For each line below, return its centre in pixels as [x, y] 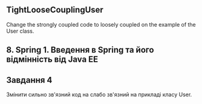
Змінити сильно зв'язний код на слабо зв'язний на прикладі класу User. [99, 95]
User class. [20, 31]
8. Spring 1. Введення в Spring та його [80, 50]
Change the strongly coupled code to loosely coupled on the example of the [101, 24]
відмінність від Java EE [52, 60]
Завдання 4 [29, 80]
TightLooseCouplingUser [55, 10]
